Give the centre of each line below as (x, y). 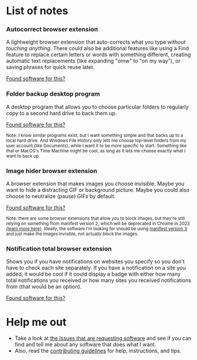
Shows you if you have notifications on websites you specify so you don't (95, 261)
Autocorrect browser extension (52, 30)
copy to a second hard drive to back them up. (61, 113)
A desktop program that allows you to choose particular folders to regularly (97, 107)
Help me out (36, 322)
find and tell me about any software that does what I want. (85, 345)
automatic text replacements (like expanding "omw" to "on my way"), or (93, 61)
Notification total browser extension (59, 249)
